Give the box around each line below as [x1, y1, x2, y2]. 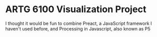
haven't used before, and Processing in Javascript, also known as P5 [5, 25, 151, 31]
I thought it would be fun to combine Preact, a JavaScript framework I [5, 20, 152, 26]
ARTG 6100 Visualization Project [5, 4, 147, 15]
